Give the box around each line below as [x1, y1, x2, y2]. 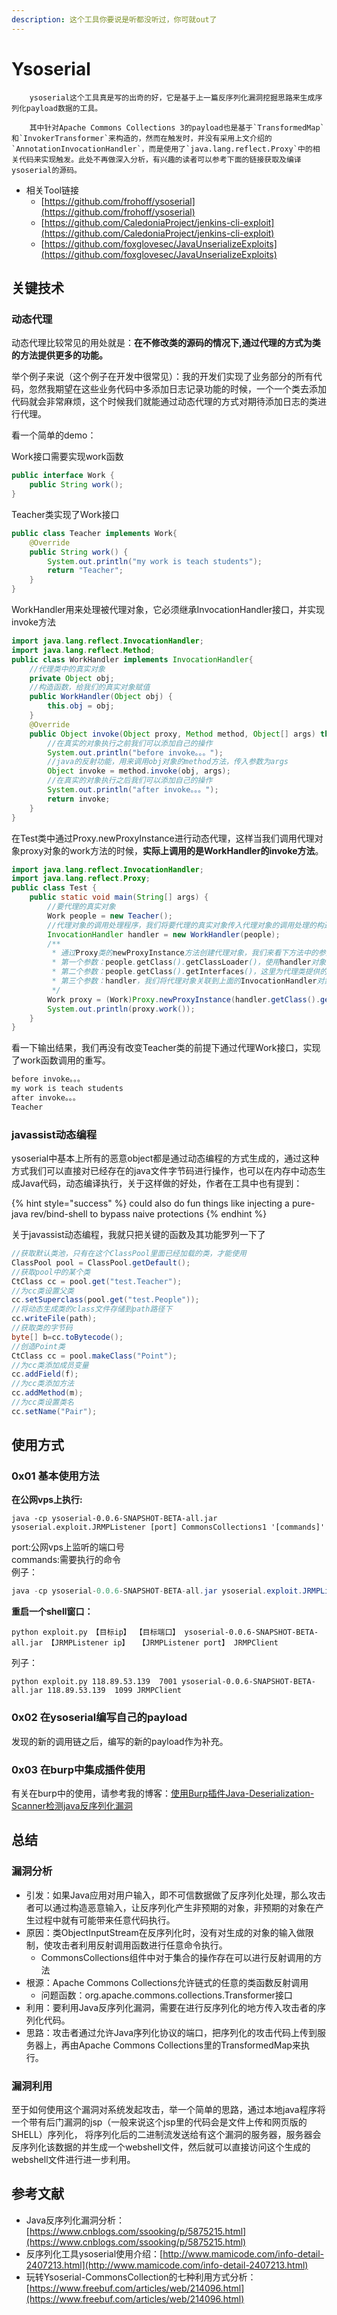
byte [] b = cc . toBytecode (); [11, 1332, 124, 1342]
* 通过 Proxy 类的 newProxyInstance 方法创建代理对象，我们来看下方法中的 [51, 948, 319, 958]
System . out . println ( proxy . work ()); [47, 1004, 196, 1014]
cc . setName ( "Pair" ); [11, 1406, 98, 1416]
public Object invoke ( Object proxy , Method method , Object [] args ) [29, 729, 316, 739]
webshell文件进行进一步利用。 [11, 2153, 136, 2165]
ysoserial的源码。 [11, 165, 82, 175]
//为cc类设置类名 [11, 1397, 74, 1408]
